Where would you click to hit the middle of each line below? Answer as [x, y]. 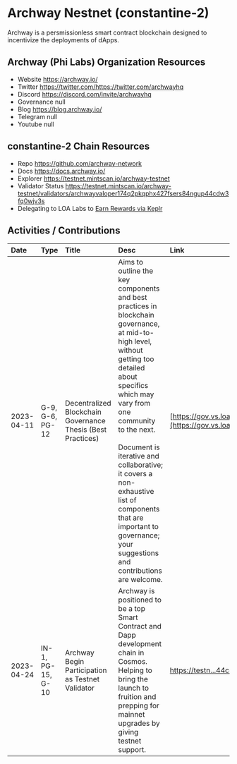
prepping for [139, 705]
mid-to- [140, 333]
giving [128, 732]
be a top [132, 609]
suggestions [139, 553]
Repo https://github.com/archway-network [80, 163]
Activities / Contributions [64, 230]
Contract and [140, 626]
